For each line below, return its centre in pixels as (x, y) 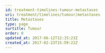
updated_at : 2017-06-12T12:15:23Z (42, 38)
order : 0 (14, 33)
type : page (17, 24)
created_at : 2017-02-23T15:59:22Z (42, 43)
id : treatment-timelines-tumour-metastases (52, 10)
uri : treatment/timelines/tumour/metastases (53, 15)
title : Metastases (24, 19)
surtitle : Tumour (23, 29)
